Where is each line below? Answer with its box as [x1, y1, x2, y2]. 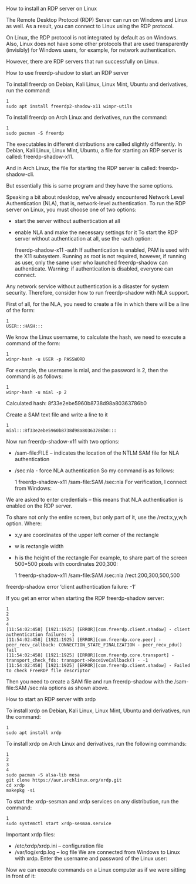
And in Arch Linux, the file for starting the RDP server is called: [6, 165, 157, 171]
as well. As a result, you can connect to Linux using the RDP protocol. [6, 23, 174, 29]
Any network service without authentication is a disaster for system [6, 283, 169, 290]
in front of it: [6, 873, 36, 879]
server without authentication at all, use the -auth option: [14, 235, 153, 242]
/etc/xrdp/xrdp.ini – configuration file [14, 842, 104, 849]
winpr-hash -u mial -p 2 [6, 389, 67, 395]
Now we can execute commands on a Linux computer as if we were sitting [6, 866, 186, 873]
